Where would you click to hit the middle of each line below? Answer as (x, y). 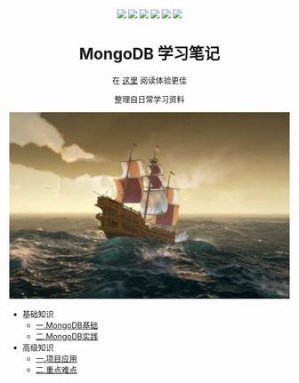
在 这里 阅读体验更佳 (149, 80)
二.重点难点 (56, 370)
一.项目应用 (56, 358)
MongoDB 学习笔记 (149, 54)
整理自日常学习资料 (149, 99)
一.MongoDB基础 (67, 325)
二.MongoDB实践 (67, 336)
